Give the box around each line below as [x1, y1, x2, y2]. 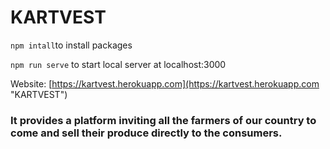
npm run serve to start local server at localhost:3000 [10, 58, 227, 70]
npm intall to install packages [10, 39, 133, 51]
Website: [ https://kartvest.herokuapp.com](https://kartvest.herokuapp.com [10, 77, 320, 90]
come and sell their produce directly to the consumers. [10, 126, 283, 140]
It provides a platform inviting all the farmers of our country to [10, 113, 317, 127]
